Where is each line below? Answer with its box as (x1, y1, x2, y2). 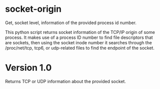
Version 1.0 (5, 62, 52, 73)
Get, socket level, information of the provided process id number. (5, 20, 136, 26)
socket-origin (5, 3, 62, 15)
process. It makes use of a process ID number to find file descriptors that (5, 34, 153, 40)
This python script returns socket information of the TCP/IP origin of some (5, 29, 156, 35)
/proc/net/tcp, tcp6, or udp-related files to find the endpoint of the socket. (5, 45, 155, 51)
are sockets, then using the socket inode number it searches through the (5, 39, 152, 45)
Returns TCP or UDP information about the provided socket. (5, 78, 126, 84)
